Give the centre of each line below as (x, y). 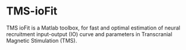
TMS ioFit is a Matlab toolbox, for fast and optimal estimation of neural (93, 28)
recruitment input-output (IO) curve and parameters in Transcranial (89, 34)
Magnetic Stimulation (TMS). (42, 40)
